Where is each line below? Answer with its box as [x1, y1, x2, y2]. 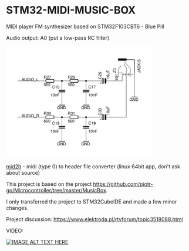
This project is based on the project [6, 180, 92, 188]
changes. [6, 204, 29, 211]
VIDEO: [6, 227, 23, 234]
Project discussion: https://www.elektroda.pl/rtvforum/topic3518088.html [6, 215, 183, 223]
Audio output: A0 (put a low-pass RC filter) [6, 34, 110, 41]
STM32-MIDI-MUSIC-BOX [6, 4, 136, 17]
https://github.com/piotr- [93, 180, 154, 188]
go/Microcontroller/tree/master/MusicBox [6, 186, 107, 194]
